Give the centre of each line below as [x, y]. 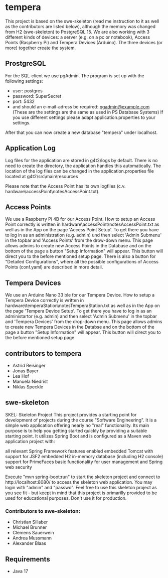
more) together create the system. [41, 48]
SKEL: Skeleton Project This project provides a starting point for [71, 414]
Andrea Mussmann [32, 538]
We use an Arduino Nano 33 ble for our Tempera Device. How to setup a [80, 295]
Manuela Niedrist [30, 381]
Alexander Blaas [29, 543]
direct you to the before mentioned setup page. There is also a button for [80, 256]
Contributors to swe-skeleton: [43, 511]
